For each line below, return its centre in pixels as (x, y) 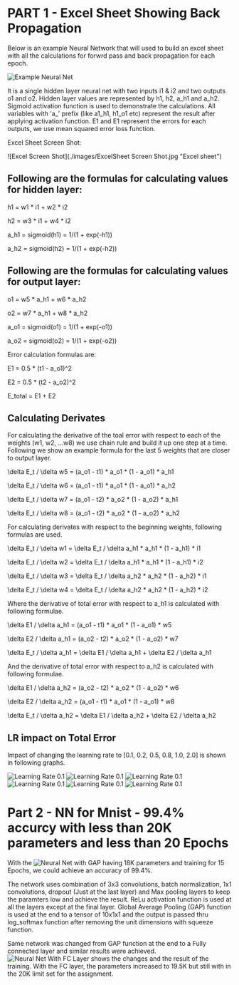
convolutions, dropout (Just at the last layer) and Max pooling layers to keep (119, 892)
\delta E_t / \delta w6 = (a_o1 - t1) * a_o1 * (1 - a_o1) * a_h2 (92, 485)
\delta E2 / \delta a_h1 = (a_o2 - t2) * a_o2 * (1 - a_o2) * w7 (93, 639)
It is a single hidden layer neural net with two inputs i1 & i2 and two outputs (117, 91)
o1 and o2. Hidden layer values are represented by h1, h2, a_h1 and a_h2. (113, 98)
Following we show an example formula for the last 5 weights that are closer (119, 450)
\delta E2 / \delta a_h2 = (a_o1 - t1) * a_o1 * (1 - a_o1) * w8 (91, 702)
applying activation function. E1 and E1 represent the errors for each (107, 121)
